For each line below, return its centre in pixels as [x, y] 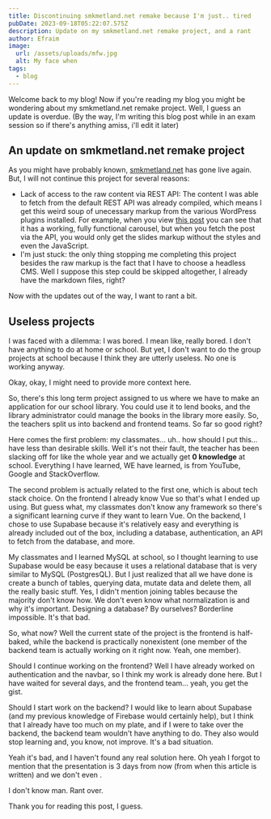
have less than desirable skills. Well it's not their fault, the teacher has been [134, 448]
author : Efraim [34, 38]
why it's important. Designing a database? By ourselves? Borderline [121, 609]
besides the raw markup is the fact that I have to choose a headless [133, 263]
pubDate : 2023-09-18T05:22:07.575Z [68, 23]
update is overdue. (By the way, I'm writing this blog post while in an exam [132, 116]
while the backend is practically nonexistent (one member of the [140, 642]
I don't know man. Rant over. [56, 791]
